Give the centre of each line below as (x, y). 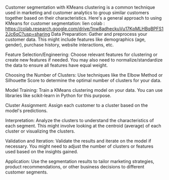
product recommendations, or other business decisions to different (75, 167)
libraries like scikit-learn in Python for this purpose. (58, 96)
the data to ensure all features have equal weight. (57, 65)
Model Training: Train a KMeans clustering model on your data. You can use (84, 90)
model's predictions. (26, 111)
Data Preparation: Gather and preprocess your (99, 34)
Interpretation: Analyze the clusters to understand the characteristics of (79, 120)
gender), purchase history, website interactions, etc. (60, 45)
